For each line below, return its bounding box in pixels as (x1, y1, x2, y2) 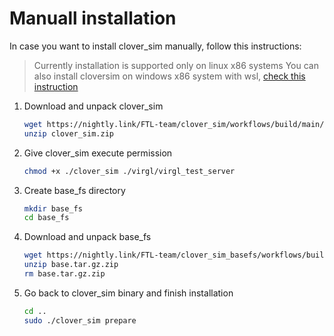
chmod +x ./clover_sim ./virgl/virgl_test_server (23, 166, 236, 176)
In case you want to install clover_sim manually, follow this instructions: (9, 40, 302, 52)
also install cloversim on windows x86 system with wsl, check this (33, 70, 306, 82)
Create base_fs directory (23, 184, 126, 196)
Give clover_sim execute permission (23, 147, 173, 159)
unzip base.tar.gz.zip (23, 260, 119, 270)
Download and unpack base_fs (23, 231, 152, 243)
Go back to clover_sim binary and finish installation (23, 287, 234, 299)
